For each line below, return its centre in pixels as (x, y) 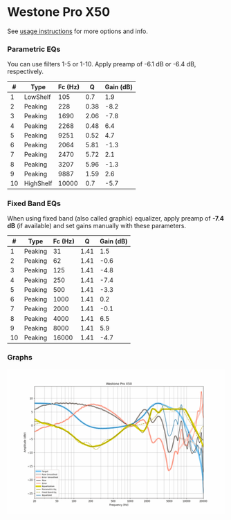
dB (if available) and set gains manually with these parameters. (97, 226)
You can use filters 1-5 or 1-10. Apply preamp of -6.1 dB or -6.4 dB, (102, 64)
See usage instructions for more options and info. (78, 31)
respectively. (25, 72)
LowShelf (37, 97)
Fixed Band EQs (34, 203)
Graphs (20, 357)
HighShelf (38, 183)
